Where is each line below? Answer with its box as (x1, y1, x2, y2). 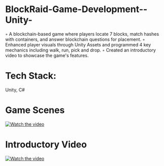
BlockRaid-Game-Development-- (5, 4, 148, 15)
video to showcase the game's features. (5, 52, 89, 59)
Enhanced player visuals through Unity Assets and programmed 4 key (5, 41, 151, 47)
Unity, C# (5, 87, 25, 93)
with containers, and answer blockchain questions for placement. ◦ (5, 36, 145, 42)
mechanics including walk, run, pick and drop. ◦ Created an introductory (5, 47, 156, 53)
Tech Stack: (5, 70, 57, 82)
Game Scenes (5, 104, 65, 116)
